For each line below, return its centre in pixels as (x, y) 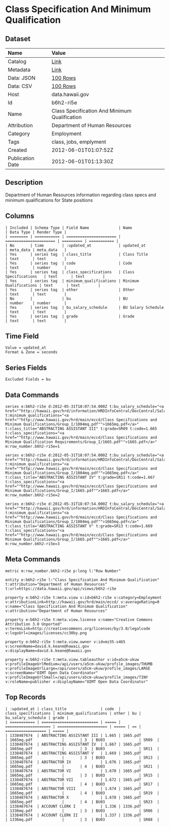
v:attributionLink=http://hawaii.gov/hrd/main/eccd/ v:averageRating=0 (82, 602)
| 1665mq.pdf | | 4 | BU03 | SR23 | (82, 802)
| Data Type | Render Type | (36, 232)
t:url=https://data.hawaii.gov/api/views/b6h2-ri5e (61, 589)
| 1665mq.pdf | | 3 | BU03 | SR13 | (82, 758)
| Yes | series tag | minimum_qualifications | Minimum (72, 281)
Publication (21, 158)
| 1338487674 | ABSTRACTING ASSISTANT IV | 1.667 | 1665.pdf (73, 744)
